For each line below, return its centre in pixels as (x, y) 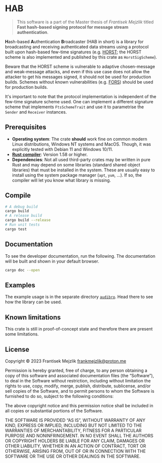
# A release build (23, 216)
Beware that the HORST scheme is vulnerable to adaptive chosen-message (80, 66)
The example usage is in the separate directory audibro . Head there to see (79, 297)
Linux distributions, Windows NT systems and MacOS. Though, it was (81, 144)
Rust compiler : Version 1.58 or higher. (50, 154)
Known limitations (33, 317)
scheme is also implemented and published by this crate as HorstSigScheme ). (81, 57)
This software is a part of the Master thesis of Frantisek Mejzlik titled (85, 22)
